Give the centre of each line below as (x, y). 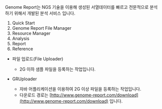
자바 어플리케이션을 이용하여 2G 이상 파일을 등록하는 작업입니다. (80, 89)
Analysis (21, 38)
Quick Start (23, 23)
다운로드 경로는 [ (35, 95)
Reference (22, 49)
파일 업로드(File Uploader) (38, 59)
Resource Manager (31, 33)
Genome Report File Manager (42, 28)
